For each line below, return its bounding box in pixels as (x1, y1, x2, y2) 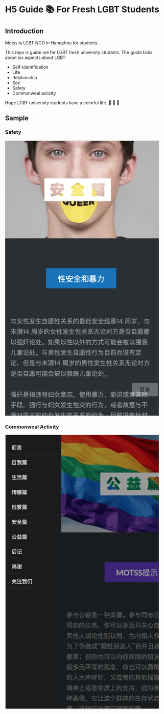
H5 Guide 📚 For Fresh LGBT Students (5, 4, 160, 15)
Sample (5, 114, 29, 122)
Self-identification (12, 64, 49, 70)
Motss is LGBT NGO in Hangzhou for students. (5, 40, 99, 46)
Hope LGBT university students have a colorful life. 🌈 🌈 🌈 (5, 100, 120, 106)
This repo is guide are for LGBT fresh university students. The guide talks (5, 50, 153, 55)
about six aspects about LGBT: (5, 55, 67, 60)
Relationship (12, 75, 38, 80)
